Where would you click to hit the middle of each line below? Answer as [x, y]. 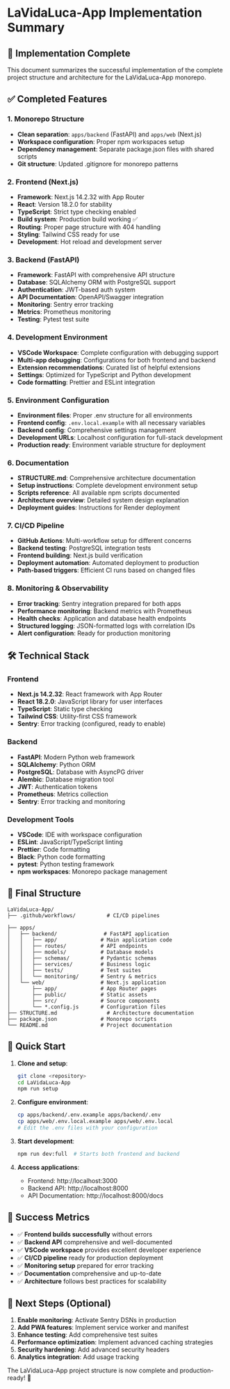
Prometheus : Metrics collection [63, 794]
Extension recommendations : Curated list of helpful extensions [109, 367]
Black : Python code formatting [61, 857]
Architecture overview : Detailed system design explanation [103, 500]
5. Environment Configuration [58, 400]
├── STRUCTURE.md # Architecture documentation [101, 1013]
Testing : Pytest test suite [53, 319]
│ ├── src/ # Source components [83, 1001]
